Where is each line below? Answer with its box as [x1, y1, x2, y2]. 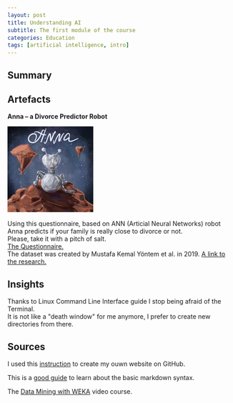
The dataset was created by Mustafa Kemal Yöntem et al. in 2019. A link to [7, 250, 226, 259]
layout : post [7, 11, 46, 19]
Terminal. [7, 304, 35, 314]
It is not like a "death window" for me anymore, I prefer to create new [7, 312, 211, 321]
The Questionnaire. [7, 242, 64, 251]
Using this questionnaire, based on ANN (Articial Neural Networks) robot [7, 219, 222, 228]
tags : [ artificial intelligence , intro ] [7, 41, 130, 49]
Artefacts [7, 93, 51, 105]
